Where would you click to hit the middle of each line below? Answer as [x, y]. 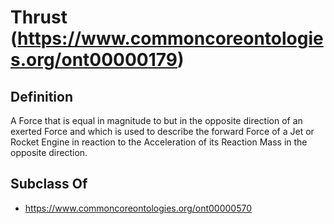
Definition [41, 96]
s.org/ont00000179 [94, 60]
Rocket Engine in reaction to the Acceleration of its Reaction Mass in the [159, 142]
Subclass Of [49, 184]
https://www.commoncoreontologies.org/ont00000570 [138, 208]
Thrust [39, 17]
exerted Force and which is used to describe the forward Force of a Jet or [162, 131]
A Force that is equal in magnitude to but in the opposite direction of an [156, 120]
